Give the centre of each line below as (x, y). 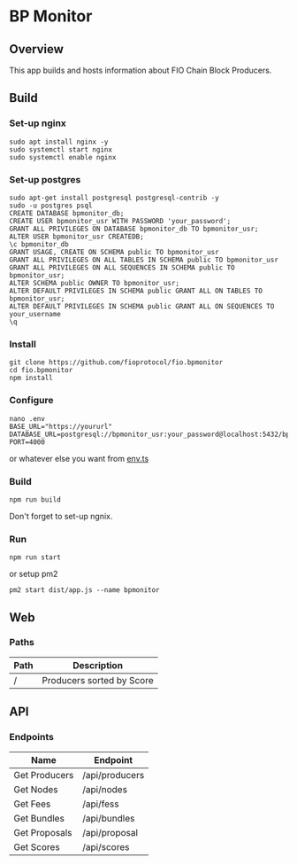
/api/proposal (110, 832)
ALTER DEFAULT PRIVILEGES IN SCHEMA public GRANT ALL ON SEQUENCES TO (142, 306)
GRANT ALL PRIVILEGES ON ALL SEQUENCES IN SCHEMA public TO (122, 268)
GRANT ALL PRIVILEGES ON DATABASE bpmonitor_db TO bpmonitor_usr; (134, 229)
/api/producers (114, 775)
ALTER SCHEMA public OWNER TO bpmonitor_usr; (94, 283)
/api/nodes (105, 789)
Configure (31, 401)
